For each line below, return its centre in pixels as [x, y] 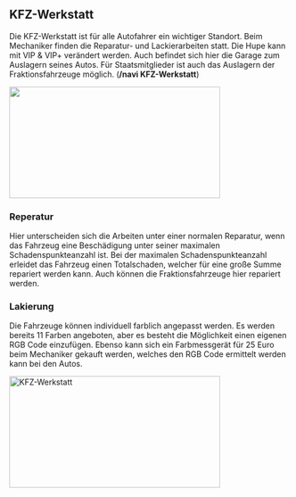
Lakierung [32, 307]
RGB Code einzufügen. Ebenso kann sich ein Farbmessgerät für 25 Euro [142, 345]
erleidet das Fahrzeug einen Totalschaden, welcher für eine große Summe [146, 265]
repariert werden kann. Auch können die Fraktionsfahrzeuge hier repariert [145, 274]
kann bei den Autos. [46, 364]
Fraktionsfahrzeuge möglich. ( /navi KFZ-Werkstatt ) [104, 74]
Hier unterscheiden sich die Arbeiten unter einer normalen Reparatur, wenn [147, 236]
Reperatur [32, 216]
